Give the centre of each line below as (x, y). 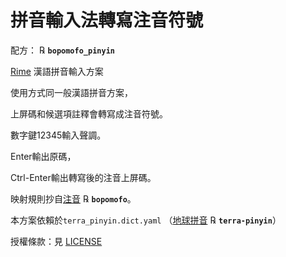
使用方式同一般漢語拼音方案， (71, 92)
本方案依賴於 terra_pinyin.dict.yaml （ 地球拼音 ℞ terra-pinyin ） (146, 220)
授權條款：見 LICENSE (56, 241)
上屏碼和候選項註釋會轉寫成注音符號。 (89, 113)
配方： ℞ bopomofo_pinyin (62, 50)
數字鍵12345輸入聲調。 (58, 135)
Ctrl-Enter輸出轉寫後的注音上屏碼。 (83, 177)
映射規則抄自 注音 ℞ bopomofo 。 (73, 198)
